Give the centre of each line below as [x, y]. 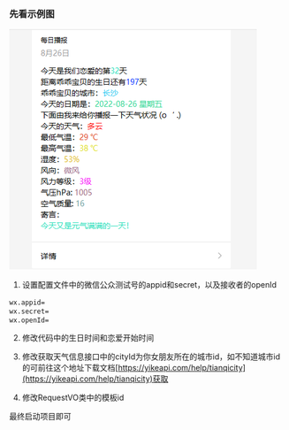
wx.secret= [29, 311]
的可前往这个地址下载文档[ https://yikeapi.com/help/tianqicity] [133, 368]
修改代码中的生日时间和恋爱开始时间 [88, 338]
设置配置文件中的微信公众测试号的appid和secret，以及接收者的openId [149, 285]
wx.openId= [29, 320]
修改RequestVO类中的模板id [73, 398]
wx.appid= [27, 303]
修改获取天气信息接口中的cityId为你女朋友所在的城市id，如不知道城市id [151, 357]
